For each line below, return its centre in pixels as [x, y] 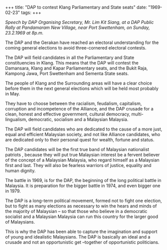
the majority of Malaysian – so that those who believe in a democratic [76, 211]
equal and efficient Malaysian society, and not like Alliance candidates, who [83, 134]
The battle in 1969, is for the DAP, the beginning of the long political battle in [83, 180]
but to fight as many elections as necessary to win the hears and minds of [81, 206]
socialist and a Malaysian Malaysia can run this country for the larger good [82, 216]
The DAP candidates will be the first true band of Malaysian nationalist [77, 149]
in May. [13, 94]
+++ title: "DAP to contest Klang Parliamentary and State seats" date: [76, 7]
